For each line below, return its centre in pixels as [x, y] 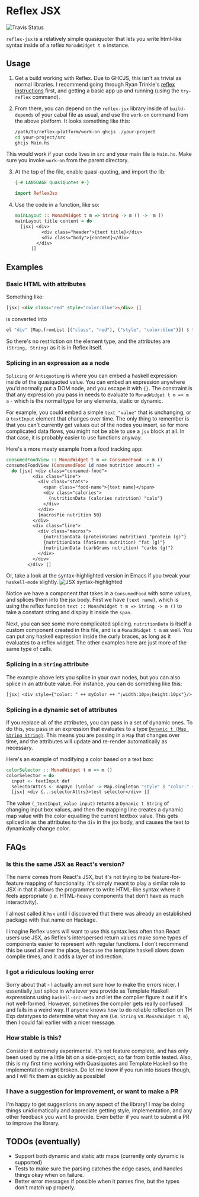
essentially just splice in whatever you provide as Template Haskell [87, 991]
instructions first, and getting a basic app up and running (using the [97, 91]
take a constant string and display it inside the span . [69, 612]
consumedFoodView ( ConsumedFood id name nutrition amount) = [83, 465]
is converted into [27, 319]
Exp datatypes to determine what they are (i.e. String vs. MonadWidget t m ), [98, 1016]
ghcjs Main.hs [32, 143]
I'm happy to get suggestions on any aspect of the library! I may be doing [95, 1104]
